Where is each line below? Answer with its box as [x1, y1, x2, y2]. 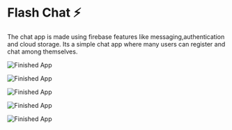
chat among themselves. [7, 47, 78, 56]
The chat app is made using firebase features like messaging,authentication [7, 32, 225, 41]
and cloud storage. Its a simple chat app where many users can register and [7, 40, 226, 48]
